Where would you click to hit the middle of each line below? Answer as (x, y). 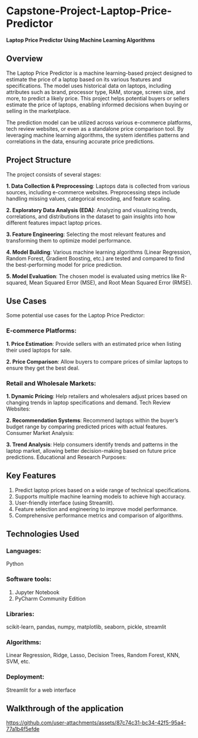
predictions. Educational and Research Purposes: (66, 457)
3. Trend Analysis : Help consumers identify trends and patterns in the (92, 444)
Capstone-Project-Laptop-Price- (89, 11)
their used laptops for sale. (39, 350)
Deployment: (25, 677)
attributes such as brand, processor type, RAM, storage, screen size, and (96, 92)
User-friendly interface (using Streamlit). (65, 503)
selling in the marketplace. (38, 111)
